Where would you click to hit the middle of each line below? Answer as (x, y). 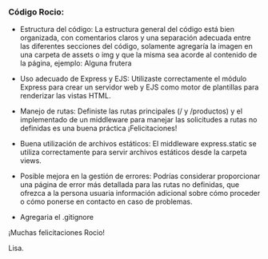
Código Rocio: (36, 12)
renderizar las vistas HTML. (65, 96)
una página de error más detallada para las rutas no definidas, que (130, 185)
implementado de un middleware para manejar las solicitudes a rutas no (138, 120)
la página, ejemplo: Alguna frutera (76, 63)
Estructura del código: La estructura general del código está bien (127, 30)
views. (30, 161)
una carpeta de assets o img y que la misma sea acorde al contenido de (138, 55)
